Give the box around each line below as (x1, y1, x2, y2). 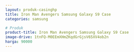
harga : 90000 (5, 39, 33, 45)
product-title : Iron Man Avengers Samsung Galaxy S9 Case (5, 30, 129, 35)
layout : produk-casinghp (5, 7, 57, 12)
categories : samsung (5, 16, 49, 21)
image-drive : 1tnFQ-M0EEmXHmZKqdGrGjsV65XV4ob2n (5, 35, 109, 40)
